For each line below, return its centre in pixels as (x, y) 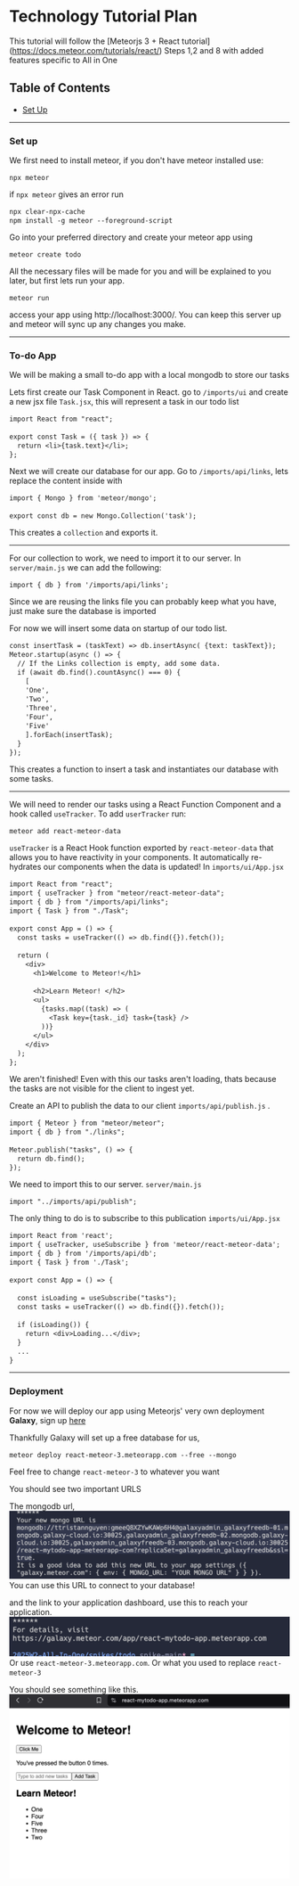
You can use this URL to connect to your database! (102, 1586)
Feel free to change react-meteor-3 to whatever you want (114, 1472)
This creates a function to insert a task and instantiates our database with (144, 769)
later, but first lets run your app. (67, 281)
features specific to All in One (64, 60)
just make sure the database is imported (83, 611)
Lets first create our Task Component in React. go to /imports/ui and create (149, 392)
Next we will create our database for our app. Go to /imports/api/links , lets (149, 471)
